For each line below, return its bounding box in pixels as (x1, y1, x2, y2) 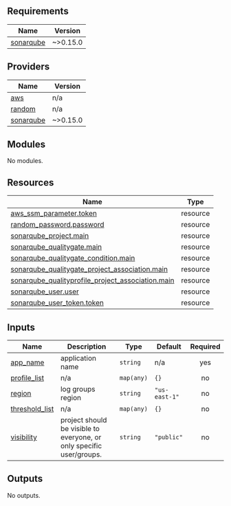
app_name (10, 357, 45, 367)
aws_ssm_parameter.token (10, 209, 98, 219)
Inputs (7, 321, 36, 333)
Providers (7, 61, 50, 73)
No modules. (7, 157, 43, 165)
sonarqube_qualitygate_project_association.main (10, 265, 168, 274)
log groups (60, 384, 96, 394)
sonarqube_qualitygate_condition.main (10, 254, 135, 263)
